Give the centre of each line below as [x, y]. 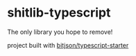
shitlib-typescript [59, 13]
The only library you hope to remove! [60, 32]
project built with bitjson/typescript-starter [68, 45]
